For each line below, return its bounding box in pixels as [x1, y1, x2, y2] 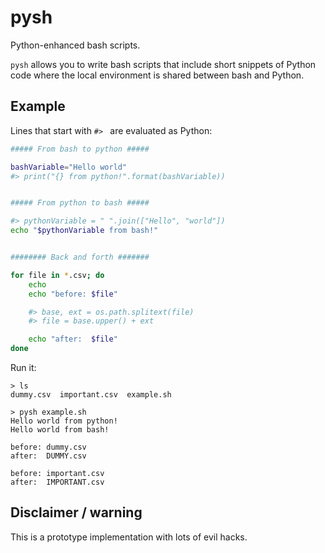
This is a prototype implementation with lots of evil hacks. [10, 531, 248, 543]
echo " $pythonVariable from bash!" [10, 226, 159, 236]
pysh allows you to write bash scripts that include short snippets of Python [10, 58, 317, 70]
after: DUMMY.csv [10, 451, 87, 461]
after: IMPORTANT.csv [10, 477, 105, 487]
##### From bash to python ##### [10, 144, 150, 154]
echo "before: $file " [28, 289, 118, 299]
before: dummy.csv [10, 442, 87, 452]
